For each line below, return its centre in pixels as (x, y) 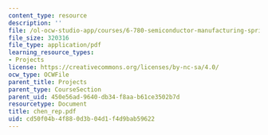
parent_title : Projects (48, 82)
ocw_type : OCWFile (39, 75)
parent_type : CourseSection (55, 89)
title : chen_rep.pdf (43, 112)
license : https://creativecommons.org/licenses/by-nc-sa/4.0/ (114, 67)
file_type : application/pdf (55, 45)
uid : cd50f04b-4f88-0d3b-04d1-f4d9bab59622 (82, 119)
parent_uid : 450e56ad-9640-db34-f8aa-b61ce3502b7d (94, 97)
